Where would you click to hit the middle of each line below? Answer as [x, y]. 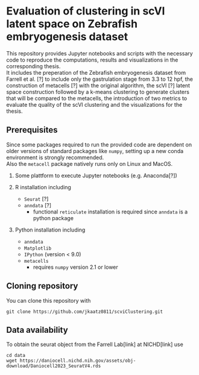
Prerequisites [32, 130]
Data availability [37, 330]
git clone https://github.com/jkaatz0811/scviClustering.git [85, 312]
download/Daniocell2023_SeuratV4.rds [54, 366]
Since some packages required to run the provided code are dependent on [99, 144]
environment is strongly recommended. [55, 157]
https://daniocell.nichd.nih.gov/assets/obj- [78, 361]
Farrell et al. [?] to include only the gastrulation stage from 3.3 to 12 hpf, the [100, 79]
